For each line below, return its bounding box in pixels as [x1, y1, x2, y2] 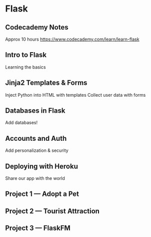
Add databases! [5, 120, 38, 126]
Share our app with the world [5, 175, 65, 181]
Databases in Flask [5, 106, 65, 115]
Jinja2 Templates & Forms [5, 79, 87, 87]
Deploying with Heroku [5, 162, 78, 170]
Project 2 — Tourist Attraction [5, 206, 100, 215]
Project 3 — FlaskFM [5, 224, 71, 232]
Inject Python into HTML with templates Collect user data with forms [5, 92, 146, 98]
